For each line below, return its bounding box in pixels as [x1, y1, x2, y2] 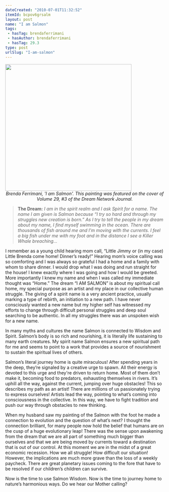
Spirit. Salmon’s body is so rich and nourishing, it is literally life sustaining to [5, 333, 162, 339]
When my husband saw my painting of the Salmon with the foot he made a [5, 411, 160, 418]
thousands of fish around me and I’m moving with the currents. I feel [17, 227, 160, 233]
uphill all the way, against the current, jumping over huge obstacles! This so [5, 381, 162, 387]
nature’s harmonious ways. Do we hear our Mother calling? [5, 481, 128, 487]
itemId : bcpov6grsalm [5, 12, 51, 17]
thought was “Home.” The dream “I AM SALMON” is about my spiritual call [5, 280, 160, 286]
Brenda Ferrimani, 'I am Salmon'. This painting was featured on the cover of [6, 191, 164, 197]
